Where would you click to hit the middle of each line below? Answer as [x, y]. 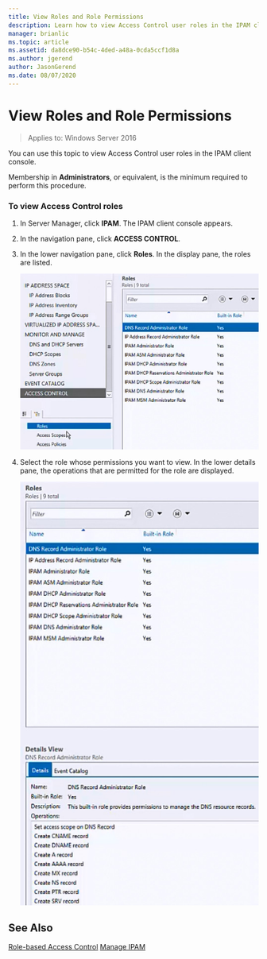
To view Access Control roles [66, 206]
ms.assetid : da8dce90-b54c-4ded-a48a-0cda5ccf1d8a [94, 50]
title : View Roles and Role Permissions [76, 17]
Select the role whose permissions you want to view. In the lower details [137, 462]
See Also [31, 928]
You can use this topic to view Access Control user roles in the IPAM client [130, 153]
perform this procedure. [47, 185]
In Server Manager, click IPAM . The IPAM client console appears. [126, 223]
